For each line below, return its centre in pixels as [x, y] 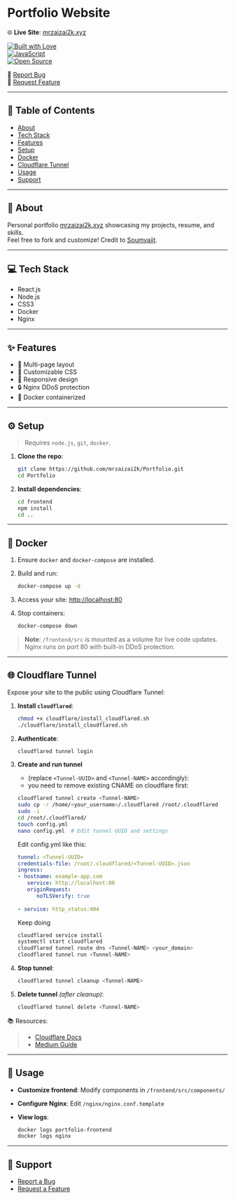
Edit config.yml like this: [51, 844]
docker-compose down [47, 626]
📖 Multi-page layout [46, 364]
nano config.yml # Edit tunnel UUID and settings [93, 831]
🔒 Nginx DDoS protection [53, 387]
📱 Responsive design [48, 380]
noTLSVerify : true [63, 896]
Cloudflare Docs [58, 1037]
